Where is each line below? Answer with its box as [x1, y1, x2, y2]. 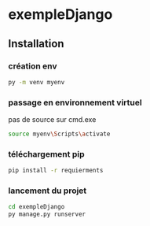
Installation [8, 37, 64, 50]
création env [8, 61, 57, 72]
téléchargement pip [8, 148, 85, 159]
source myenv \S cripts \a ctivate [8, 130, 111, 139]
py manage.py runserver [8, 210, 86, 218]
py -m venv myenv [8, 78, 65, 86]
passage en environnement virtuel [8, 97, 143, 108]
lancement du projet [8, 185, 87, 196]
